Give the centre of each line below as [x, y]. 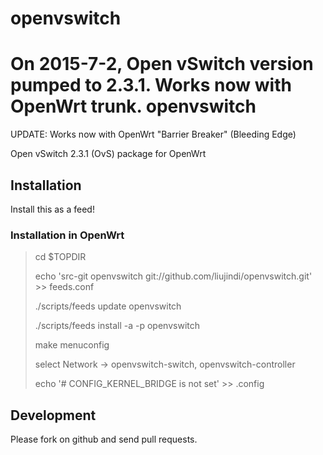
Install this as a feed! [52, 209]
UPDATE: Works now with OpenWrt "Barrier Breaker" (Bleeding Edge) [153, 134]
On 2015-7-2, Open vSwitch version [162, 64]
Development [53, 415]
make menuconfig [72, 345]
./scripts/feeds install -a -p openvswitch [117, 326]
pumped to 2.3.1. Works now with [151, 85]
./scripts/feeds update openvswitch [108, 306]
